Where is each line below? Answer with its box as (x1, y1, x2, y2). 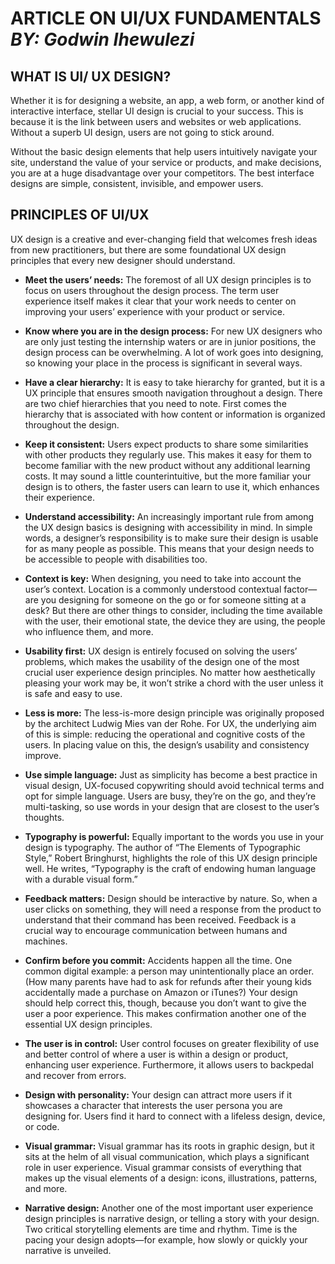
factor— (283, 583, 318, 595)
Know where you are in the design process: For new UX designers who (24, 325, 323, 337)
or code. (24, 1120, 60, 1132)
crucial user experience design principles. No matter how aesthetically (24, 666, 316, 678)
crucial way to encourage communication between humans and (24, 924, 288, 936)
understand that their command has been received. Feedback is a (24, 913, 297, 926)
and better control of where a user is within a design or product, (24, 1048, 289, 1060)
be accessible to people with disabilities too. (24, 553, 208, 565)
